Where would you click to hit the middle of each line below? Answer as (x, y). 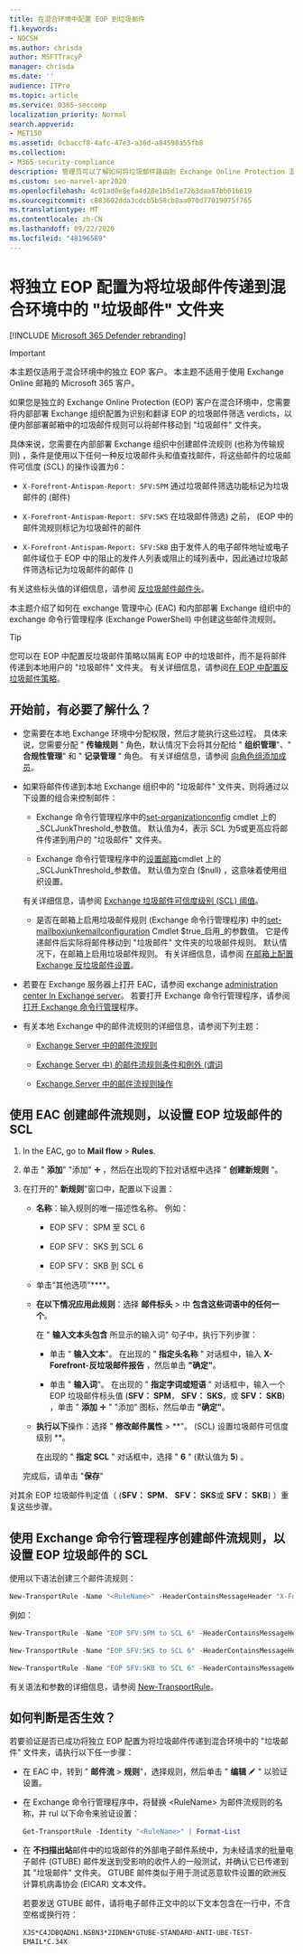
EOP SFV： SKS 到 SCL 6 (96, 1247)
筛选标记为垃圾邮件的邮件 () (82, 569)
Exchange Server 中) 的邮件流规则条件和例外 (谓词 (129, 1064)
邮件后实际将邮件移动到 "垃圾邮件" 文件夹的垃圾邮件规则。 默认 (161, 942)
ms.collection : (38, 153)
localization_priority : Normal (68, 114)
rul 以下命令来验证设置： (94, 1814)
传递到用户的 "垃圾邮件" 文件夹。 (105, 839)
